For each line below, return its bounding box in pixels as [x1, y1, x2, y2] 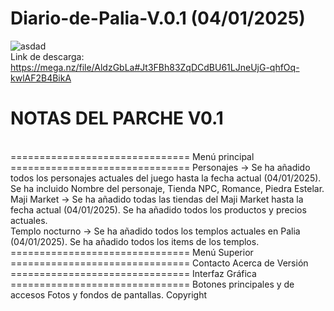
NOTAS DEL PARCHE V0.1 [10, 107, 224, 130]
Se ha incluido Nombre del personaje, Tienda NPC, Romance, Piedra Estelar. [10, 182, 325, 194]
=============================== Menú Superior [10, 246, 254, 258]
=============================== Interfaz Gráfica [10, 267, 257, 279]
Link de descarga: [10, 50, 85, 62]
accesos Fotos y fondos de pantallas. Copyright [10, 288, 207, 301]
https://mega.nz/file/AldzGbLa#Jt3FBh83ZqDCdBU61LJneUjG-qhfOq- [10, 61, 300, 73]
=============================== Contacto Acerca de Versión [10, 257, 309, 269]
